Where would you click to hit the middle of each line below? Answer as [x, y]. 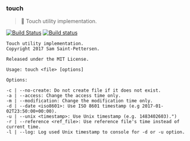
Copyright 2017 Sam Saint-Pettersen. [53, 49]
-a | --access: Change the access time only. [63, 96]
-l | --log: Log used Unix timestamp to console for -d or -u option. [96, 132]
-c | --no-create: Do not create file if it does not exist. [84, 90]
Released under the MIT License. [48, 59]
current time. [24, 127]
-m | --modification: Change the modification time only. [80, 101]
